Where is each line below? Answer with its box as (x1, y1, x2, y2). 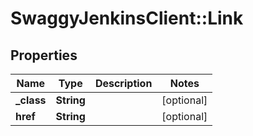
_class (15, 93, 47, 107)
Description (94, 77, 153, 90)
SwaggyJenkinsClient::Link (10, 7, 244, 30)
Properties (10, 47, 78, 64)
